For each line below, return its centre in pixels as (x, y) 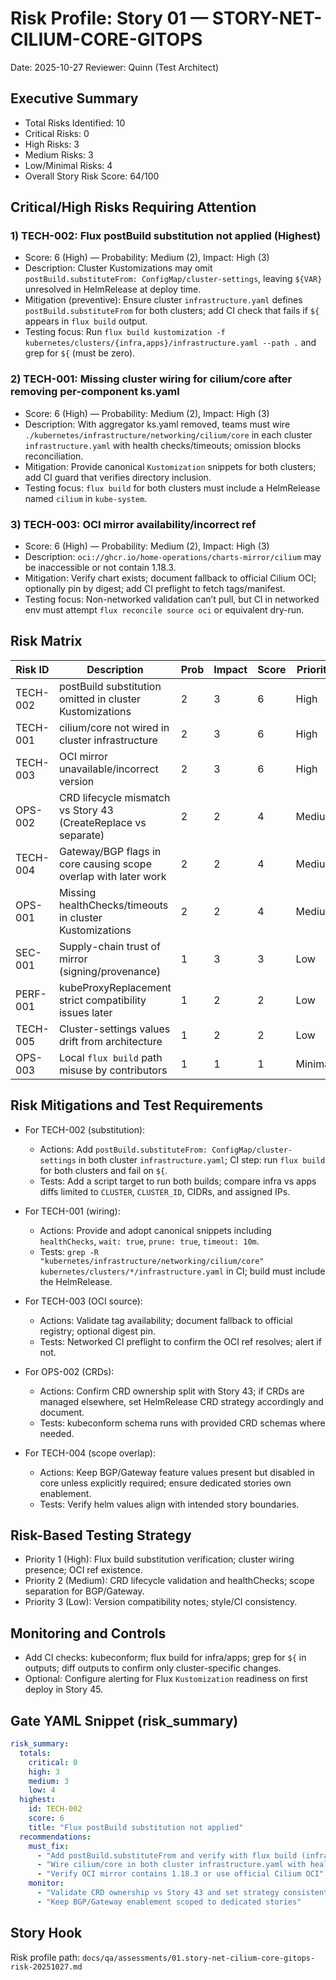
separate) (81, 835)
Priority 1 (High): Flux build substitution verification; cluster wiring (159, 1559)
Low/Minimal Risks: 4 (68, 165)
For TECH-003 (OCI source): (83, 1301)
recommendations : (55, 1837)
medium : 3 (49, 1781)
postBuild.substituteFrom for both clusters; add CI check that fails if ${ (172, 311)
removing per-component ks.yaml (95, 392)
